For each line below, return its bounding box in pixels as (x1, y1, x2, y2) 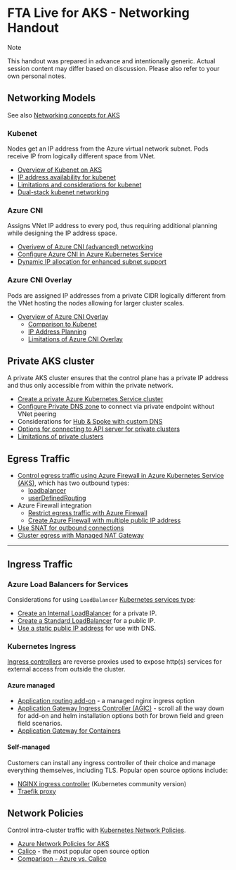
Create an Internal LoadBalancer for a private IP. (17, 609, 157, 617)
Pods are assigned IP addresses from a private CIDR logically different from (7, 291, 226, 300)
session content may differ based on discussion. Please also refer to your (7, 64, 220, 72)
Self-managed (7, 743, 51, 751)
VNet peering (17, 410, 57, 418)
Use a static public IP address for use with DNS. (17, 624, 157, 632)
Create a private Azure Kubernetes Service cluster (17, 395, 164, 403)
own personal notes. (7, 72, 67, 80)
